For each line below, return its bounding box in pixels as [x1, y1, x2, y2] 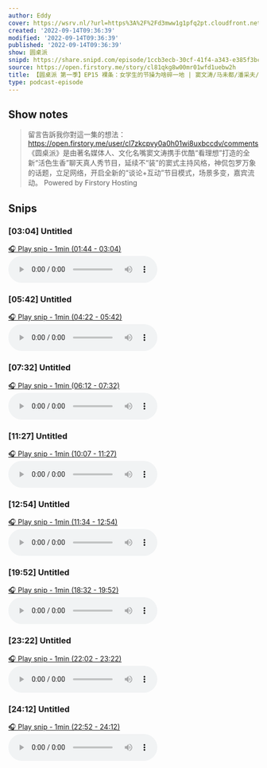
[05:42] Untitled [8, 294, 72, 305]
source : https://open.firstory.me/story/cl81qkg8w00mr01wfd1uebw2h [8, 64, 237, 72]
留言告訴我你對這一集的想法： [27, 130, 126, 139]
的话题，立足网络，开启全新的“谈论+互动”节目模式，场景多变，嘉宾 [27, 168, 248, 177]
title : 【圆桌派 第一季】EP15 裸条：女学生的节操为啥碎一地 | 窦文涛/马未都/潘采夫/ [8, 71, 260, 79]
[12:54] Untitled [8, 498, 70, 509]
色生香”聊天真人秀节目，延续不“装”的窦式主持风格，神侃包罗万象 [44, 158, 257, 168]
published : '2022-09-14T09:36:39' [8, 41, 123, 49]
